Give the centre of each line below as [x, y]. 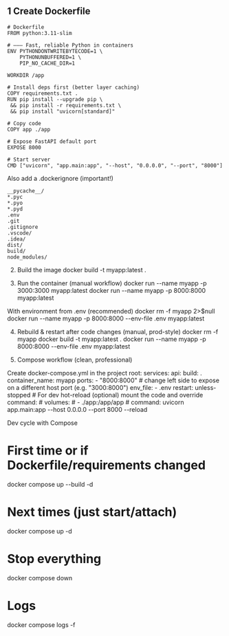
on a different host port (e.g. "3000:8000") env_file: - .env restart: [100, 387]
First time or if [48, 450]
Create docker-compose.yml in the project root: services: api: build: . [105, 373]
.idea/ [17, 239]
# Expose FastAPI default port [52, 141]
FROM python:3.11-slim [40, 33]
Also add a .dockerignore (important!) [60, 178]
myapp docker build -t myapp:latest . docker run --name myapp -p [111, 339]
